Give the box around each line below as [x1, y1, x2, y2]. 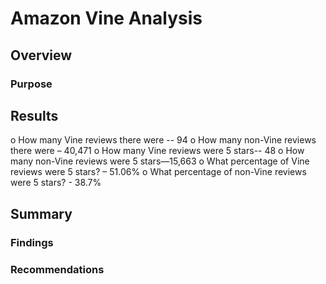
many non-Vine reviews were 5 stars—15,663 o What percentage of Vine [10, 155, 310, 167]
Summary [10, 205, 73, 222]
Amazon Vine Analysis [10, 7, 203, 30]
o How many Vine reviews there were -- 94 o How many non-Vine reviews [10, 134, 317, 146]
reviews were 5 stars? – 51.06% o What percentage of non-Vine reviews [10, 166, 307, 178]
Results [10, 107, 59, 124]
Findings [10, 235, 54, 249]
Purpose [10, 77, 53, 91]
